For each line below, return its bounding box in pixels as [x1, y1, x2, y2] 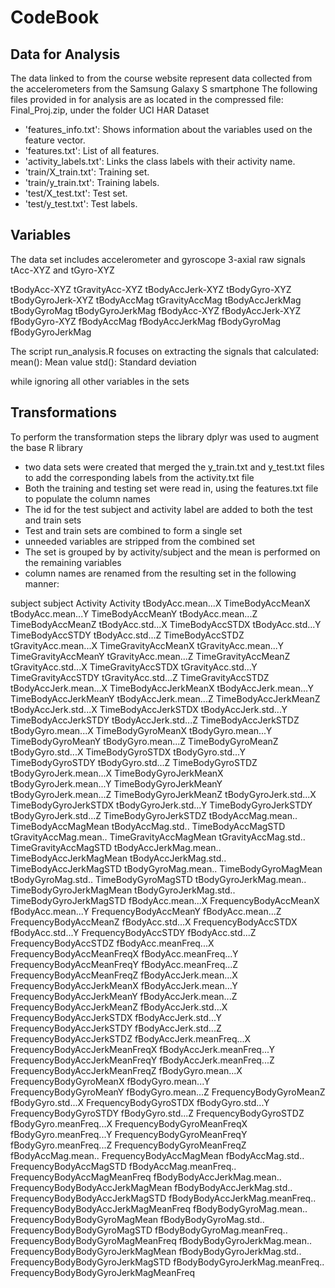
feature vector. [24, 134, 86, 146]
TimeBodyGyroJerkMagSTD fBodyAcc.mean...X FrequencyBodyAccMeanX [10, 894, 320, 906]
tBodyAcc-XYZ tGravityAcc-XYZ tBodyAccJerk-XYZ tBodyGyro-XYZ [10, 283, 292, 295]
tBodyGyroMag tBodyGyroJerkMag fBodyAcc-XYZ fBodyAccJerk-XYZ [10, 304, 302, 316]
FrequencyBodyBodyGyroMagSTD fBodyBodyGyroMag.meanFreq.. [10, 1224, 288, 1236]
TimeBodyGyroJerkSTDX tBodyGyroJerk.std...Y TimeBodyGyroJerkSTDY [10, 799, 313, 811]
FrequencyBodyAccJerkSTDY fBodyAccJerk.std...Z [10, 1022, 222, 1034]
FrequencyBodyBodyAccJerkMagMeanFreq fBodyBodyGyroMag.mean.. [10, 1202, 308, 1215]
